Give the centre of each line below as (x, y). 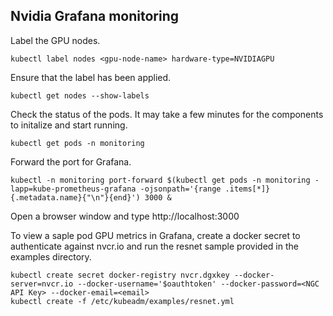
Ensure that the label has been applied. (91, 77)
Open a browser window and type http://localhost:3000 (125, 216)
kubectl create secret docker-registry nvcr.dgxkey (120, 275)
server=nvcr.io (42, 284)
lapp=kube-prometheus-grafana (73, 189)
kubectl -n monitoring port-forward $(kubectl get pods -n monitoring (160, 180)
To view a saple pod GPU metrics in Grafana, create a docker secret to (155, 235)
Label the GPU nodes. (55, 40)
